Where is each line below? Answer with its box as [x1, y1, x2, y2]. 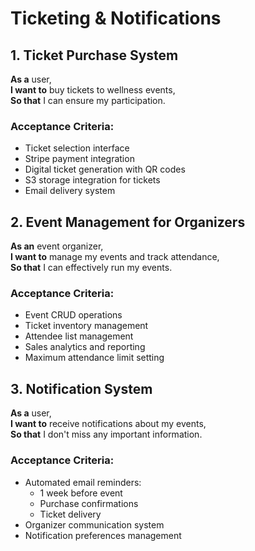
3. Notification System [10, 380, 153, 397]
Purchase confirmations [39, 497, 139, 509]
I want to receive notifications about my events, [10, 418, 207, 430]
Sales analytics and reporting [24, 341, 146, 353]
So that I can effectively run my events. [10, 262, 173, 274]
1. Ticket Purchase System [10, 47, 179, 64]
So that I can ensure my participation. [10, 95, 166, 106]
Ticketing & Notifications [10, 7, 222, 30]
